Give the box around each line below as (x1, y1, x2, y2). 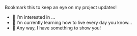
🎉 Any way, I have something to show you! (12, 25, 101, 31)
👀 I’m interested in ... (12, 14, 56, 20)
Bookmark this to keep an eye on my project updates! (5, 5, 117, 10)
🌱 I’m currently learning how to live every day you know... (12, 20, 132, 25)
